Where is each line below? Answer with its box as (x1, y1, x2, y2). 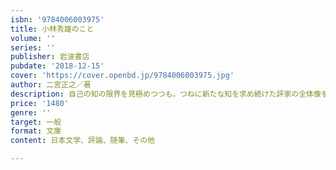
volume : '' (10, 33, 56, 43)
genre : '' (10, 107, 52, 118)
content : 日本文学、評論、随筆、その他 (10, 136, 155, 146)
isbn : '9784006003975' (10, 14, 105, 25)
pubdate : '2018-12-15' (10, 61, 105, 71)
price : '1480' (10, 98, 70, 108)
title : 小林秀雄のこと (10, 24, 95, 34)
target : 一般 (10, 117, 62, 127)
